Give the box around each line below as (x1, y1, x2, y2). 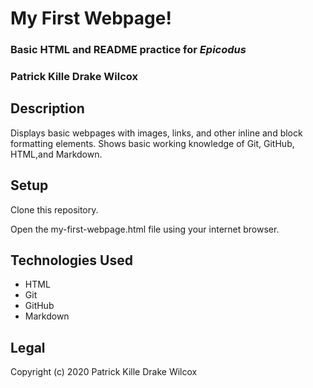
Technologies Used (10, 252, 133, 269)
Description (10, 100, 85, 117)
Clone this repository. (10, 203, 99, 216)
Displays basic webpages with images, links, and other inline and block (10, 127, 303, 139)
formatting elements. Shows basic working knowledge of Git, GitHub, (10, 137, 295, 149)
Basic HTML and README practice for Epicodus (10, 43, 247, 57)
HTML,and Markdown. (10, 148, 103, 160)
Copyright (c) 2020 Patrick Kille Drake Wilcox (10, 366, 198, 378)
